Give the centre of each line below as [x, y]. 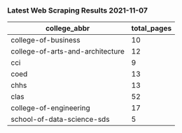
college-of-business [45, 40]
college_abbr [68, 29]
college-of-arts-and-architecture [68, 52]
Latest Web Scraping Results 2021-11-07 [78, 10]
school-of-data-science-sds [60, 119]
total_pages [152, 29]
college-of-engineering [51, 108]
